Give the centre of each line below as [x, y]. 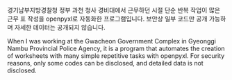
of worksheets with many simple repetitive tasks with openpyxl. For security [116, 56]
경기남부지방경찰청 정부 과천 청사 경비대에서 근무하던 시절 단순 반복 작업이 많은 [114, 10]
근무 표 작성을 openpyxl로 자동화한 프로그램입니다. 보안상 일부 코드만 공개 [107, 19]
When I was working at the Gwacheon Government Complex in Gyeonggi [112, 41]
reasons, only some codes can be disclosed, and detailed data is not [105, 63]
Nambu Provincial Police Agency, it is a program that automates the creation [116, 48]
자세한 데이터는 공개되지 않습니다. [60, 27]
